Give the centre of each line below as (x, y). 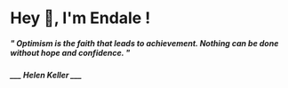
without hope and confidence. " (70, 52)
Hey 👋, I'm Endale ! (80, 18)
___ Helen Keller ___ (46, 76)
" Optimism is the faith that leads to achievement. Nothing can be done (144, 43)
